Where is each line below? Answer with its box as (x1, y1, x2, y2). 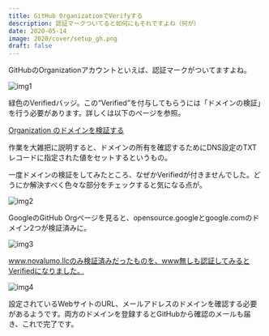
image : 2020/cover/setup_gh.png (8, 34, 117, 43)
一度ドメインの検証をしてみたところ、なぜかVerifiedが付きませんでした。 (8, 170, 254, 180)
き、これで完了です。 (8, 319, 79, 329)
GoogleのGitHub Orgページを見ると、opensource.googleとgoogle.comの (8, 213, 253, 223)
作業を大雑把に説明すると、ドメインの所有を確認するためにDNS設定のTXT (8, 142, 258, 152)
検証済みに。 (48, 223, 92, 233)
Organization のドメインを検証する (8, 125, 125, 135)
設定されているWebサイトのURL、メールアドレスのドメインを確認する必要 (8, 299, 258, 308)
